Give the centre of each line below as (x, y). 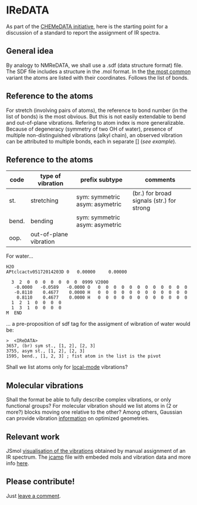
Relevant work (33, 437)
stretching (44, 201)
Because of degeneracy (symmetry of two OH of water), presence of (89, 129)
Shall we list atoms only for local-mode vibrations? (67, 367)
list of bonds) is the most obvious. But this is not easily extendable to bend (96, 116)
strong (141, 208)
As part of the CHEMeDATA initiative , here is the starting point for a (87, 26)
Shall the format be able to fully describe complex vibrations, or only (89, 400)
